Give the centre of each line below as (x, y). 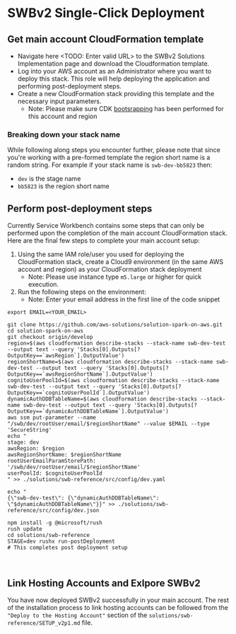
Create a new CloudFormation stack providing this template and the (116, 94)
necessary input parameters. (59, 101)
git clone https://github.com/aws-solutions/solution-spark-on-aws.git (115, 325)
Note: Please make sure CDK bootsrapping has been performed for (126, 109)
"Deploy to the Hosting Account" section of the (77, 615)
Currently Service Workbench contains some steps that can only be (106, 226)
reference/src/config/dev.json (53, 511)
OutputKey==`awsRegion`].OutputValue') (66, 356)
